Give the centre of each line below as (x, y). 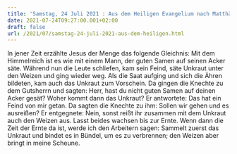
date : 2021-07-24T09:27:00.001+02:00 (63, 20)
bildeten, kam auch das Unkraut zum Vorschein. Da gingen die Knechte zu (115, 83)
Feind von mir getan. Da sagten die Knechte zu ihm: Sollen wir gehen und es (118, 105)
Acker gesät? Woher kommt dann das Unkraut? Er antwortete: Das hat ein (114, 98)
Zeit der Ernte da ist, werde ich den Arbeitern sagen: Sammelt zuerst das (113, 128)
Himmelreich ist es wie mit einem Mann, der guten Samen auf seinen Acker (116, 61)
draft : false (26, 27)
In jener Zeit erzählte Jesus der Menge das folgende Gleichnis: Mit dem (111, 53)
